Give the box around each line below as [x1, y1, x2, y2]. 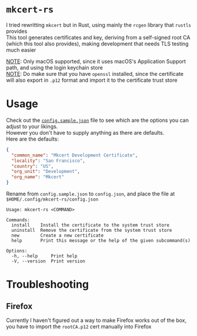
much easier [6, 46, 36, 54]
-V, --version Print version [11, 258, 85, 264]
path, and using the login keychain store [6, 64, 103, 71]
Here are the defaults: [6, 135, 59, 142]
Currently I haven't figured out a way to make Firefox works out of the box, [6, 317, 187, 324]
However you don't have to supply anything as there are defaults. [6, 129, 165, 136]
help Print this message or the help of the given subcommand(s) [11, 238, 191, 244]
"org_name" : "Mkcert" [11, 174, 65, 180]
